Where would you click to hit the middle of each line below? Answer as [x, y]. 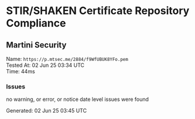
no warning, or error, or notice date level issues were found [78, 99]
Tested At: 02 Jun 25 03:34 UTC [45, 65]
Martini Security [36, 45]
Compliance [36, 23]
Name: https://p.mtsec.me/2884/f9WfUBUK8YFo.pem [67, 59]
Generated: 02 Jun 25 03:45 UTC [46, 111]
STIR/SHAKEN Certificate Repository [98, 11]
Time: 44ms [20, 71]
